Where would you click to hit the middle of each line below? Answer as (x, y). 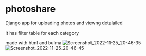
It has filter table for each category (42, 33)
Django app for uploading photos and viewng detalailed (64, 23)
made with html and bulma (33, 43)
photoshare (31, 9)
